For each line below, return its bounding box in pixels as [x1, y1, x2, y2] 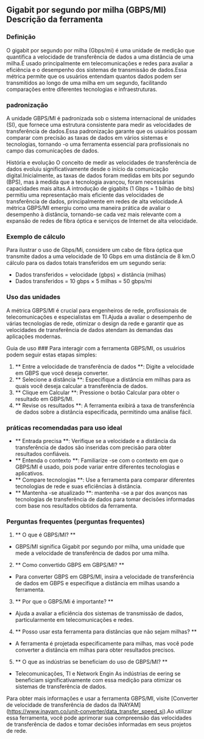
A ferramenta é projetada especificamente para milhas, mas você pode [15, 640, 194, 647]
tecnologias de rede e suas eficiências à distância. [15, 482, 142, 490]
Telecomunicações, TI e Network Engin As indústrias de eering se [15, 670, 181, 677]
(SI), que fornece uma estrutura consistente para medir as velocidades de [6, 121, 192, 128]
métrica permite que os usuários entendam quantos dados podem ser [6, 73, 181, 80]
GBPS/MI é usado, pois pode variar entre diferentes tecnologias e [15, 463, 180, 470]
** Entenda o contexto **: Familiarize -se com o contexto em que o [15, 456, 184, 464]
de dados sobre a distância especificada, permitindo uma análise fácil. [15, 408, 192, 416]
